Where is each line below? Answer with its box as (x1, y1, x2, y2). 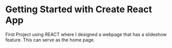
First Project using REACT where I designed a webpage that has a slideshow (5, 31, 167, 37)
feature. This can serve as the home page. (5, 37, 95, 43)
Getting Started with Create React (5, 4, 152, 15)
